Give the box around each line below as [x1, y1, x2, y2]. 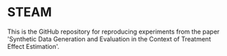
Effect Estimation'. [7, 42, 60, 50]
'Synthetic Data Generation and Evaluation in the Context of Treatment [7, 34, 212, 43]
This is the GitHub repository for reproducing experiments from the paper [7, 27, 220, 36]
